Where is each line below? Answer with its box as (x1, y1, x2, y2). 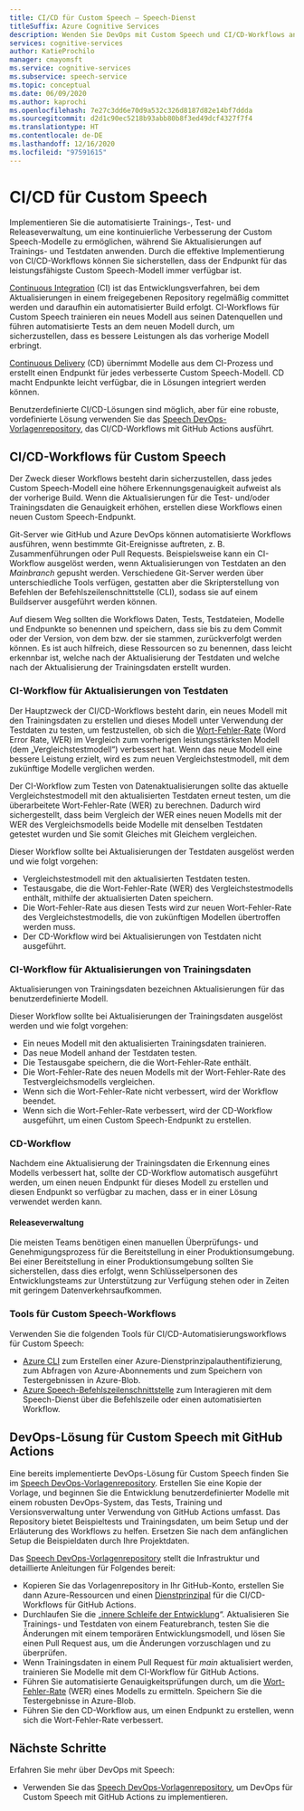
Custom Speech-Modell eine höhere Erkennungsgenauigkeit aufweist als (9, 483, 282, 494)
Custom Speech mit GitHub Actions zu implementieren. (22, 1792, 229, 1803)
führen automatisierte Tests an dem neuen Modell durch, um (9, 320, 235, 331)
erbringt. (9, 340, 43, 351)
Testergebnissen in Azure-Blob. (22, 1374, 141, 1385)
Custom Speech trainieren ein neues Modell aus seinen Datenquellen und (9, 311, 283, 322)
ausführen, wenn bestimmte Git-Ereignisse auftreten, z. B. (9, 539, 225, 550)
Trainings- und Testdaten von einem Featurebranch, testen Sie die (22, 1618, 270, 1629)
